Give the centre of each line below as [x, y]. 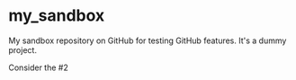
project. [23, 49]
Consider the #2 [38, 67]
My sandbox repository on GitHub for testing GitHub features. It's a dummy [148, 40]
